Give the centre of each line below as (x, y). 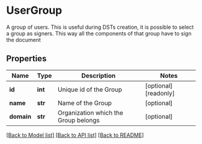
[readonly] (160, 93)
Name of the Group (85, 103)
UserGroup (34, 10)
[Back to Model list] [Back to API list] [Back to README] (75, 135)
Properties (26, 58)
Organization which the (90, 113)
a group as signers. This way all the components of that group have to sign (99, 33)
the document (23, 40)
